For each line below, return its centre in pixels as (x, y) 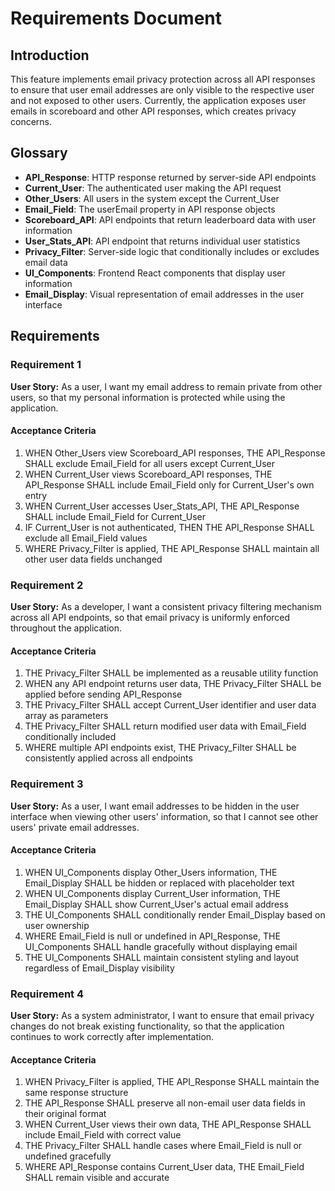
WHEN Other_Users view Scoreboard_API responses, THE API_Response (175, 453)
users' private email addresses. (75, 827)
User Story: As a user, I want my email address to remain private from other (166, 386)
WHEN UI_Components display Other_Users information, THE (151, 872)
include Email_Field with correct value (103, 1135)
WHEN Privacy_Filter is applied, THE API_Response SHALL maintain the (172, 1082)
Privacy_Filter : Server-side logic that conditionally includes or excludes (172, 251)
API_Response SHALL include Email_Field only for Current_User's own (169, 484)
